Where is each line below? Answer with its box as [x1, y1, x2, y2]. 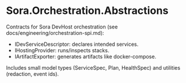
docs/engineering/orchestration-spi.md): [6, 29, 104, 36]
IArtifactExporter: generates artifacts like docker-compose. [14, 53, 156, 60]
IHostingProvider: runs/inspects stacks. [14, 46, 110, 53]
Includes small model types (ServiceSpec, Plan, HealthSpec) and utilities [6, 64, 181, 71]
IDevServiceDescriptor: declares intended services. [14, 41, 139, 48]
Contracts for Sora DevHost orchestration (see [6, 23, 118, 30]
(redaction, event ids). [6, 70, 59, 77]
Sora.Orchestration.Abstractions [6, 4, 169, 17]
